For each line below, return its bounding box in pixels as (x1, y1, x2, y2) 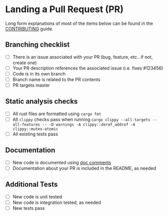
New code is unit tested (12, 194, 62, 200)
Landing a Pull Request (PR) (5, 4, 124, 15)
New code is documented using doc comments (12, 159, 111, 165)
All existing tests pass (12, 131, 58, 137)
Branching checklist (5, 41, 70, 49)
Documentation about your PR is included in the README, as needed (12, 165, 156, 171)
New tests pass (12, 205, 45, 211)
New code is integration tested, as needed (12, 199, 101, 205)
